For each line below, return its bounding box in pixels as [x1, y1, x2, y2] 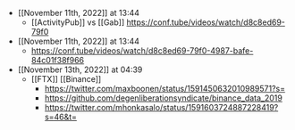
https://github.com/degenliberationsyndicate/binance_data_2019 [44, 93, 283, 103]
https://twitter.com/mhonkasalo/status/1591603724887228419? [44, 102, 279, 112]
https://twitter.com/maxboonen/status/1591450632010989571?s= [44, 84, 286, 93]
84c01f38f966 [30, 55, 85, 65]
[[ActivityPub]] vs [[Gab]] [30, 17, 125, 28]
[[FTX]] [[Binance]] [30, 74, 102, 84]
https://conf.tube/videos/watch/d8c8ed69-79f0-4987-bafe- [30, 45, 254, 56]
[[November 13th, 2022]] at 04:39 [17, 64, 143, 75]
